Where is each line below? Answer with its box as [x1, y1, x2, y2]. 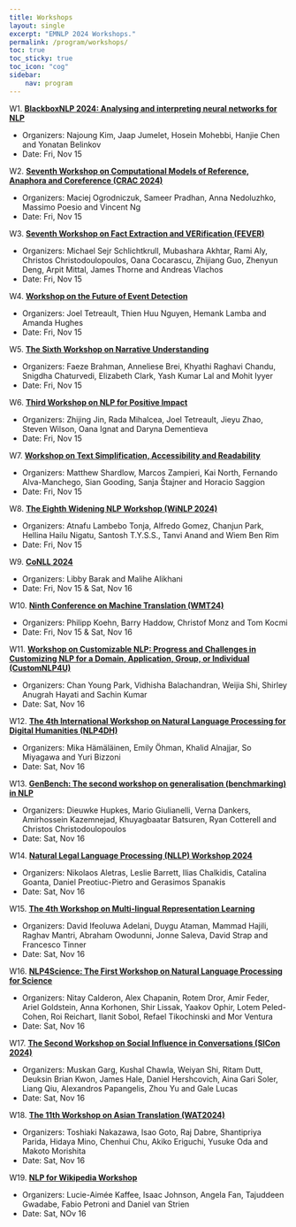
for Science [9, 975, 53, 985]
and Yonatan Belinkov [21, 139, 102, 150]
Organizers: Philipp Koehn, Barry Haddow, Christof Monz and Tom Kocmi [21, 617, 288, 628]
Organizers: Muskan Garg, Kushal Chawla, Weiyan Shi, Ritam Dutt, [21, 1064, 263, 1075]
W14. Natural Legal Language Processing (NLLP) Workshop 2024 [9, 850, 254, 860]
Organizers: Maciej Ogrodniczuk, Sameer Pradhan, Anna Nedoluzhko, [21, 192, 277, 203]
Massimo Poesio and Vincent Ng [21, 201, 141, 212]
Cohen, [21, 1011, 49, 1022]
